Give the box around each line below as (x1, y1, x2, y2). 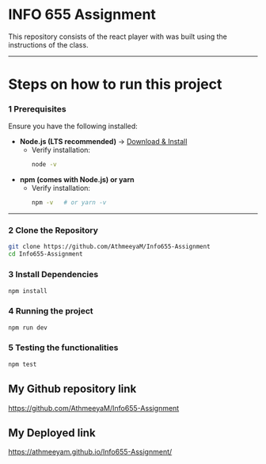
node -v (31, 161, 57, 169)
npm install (8, 287, 47, 295)
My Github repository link (8, 382, 137, 396)
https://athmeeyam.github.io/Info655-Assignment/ (8, 447, 173, 457)
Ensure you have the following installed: (8, 121, 139, 131)
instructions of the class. (8, 40, 89, 49)
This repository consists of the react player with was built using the (8, 32, 228, 41)
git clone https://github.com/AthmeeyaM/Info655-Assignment (8, 243, 211, 251)
